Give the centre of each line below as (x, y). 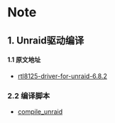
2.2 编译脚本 (29, 95)
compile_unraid (40, 112)
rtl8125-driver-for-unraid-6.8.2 (62, 76)
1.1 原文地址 (24, 60)
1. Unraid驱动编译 (46, 40)
